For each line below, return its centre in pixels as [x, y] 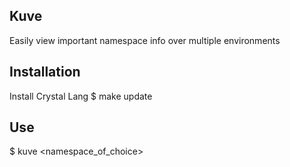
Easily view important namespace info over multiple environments [145, 40]
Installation [45, 72]
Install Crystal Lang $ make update [81, 96]
